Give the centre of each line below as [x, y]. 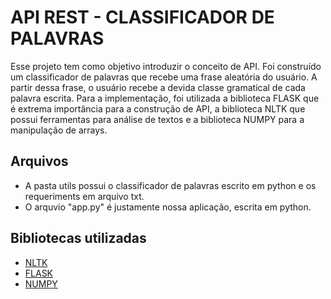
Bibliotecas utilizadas [78, 238]
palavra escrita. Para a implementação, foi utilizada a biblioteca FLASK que [165, 98]
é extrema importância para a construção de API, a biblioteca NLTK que [158, 108]
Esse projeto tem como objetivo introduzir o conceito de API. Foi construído [166, 66]
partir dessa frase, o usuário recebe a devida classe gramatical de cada [158, 87]
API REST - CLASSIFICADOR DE [142, 17]
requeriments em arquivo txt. [84, 196]
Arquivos [39, 161]
